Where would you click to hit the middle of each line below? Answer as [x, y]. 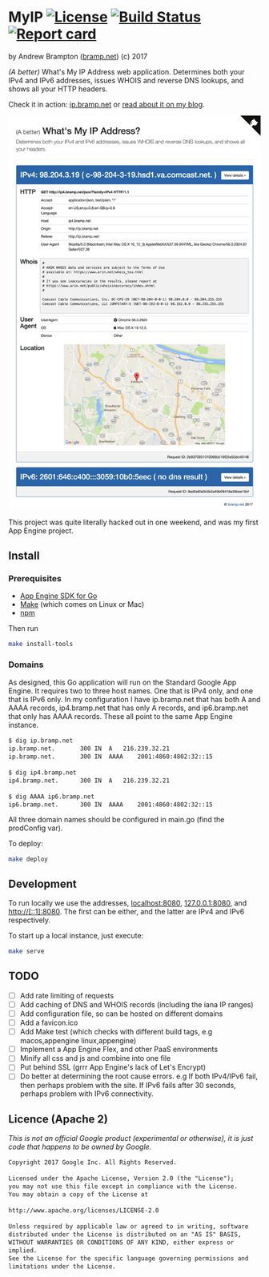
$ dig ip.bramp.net [41, 741]
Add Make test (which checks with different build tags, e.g [116, 1032]
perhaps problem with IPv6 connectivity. [86, 1094]
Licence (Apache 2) [58, 1119]
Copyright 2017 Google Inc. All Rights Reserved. [93, 1163]
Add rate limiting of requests [67, 995]
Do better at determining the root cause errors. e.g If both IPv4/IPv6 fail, [139, 1076]
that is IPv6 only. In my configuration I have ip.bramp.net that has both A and [134, 699]
